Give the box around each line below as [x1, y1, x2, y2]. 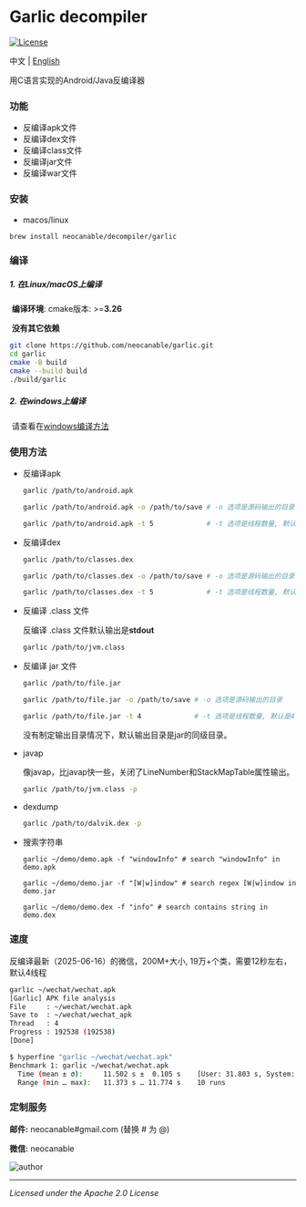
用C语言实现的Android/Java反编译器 [9, 75, 146, 86]
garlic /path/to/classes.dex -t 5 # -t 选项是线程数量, [22, 588, 280, 597]
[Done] [9, 1037, 35, 1046]
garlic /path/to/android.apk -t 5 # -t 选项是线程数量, [22, 519, 280, 528]
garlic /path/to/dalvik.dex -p [22, 819, 142, 828]
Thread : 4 [9, 1019, 59, 1028]
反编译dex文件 [22, 134, 77, 145]
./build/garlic [9, 375, 67, 384]
